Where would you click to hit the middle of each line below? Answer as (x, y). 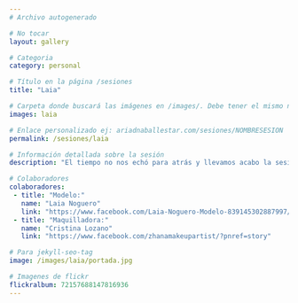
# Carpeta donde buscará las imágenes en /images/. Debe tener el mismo (146, 106)
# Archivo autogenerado (53, 17)
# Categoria (31, 58)
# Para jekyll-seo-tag (51, 252)
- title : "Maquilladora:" (61, 220)
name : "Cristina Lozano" (67, 228)
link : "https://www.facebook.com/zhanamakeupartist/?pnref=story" (146, 237)
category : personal (45, 66)
